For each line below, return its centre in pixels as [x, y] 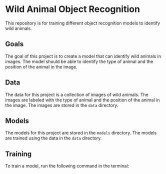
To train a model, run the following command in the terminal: [67, 166]
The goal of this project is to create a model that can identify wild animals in [83, 56]
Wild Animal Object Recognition [72, 9]
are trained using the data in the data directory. [53, 138]
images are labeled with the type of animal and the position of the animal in [82, 100]
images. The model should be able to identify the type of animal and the [79, 61]
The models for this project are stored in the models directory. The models [81, 133]
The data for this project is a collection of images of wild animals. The [77, 94]
